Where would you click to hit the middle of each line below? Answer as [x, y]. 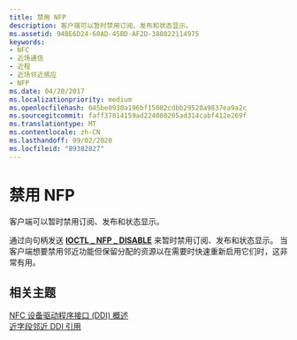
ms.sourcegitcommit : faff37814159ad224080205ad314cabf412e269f [128, 116]
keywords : [27, 42]
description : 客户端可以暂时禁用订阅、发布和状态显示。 [101, 26]
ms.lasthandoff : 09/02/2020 [61, 140]
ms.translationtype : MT [53, 125]
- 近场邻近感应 [33, 75]
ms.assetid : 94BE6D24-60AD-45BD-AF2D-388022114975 [104, 34]
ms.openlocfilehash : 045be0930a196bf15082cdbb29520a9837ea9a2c [128, 108]
